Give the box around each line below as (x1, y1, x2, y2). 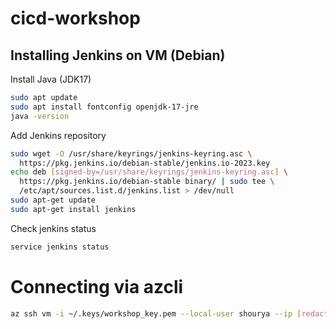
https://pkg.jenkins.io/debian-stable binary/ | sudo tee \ (19, 177, 275, 187)
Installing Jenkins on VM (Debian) (10, 47, 226, 64)
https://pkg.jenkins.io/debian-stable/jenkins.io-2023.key (19, 158, 271, 168)
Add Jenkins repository (10, 129, 107, 141)
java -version (10, 111, 70, 121)
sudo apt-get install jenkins (10, 204, 137, 214)
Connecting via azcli (10, 275, 184, 298)
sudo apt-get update (10, 195, 97, 205)
